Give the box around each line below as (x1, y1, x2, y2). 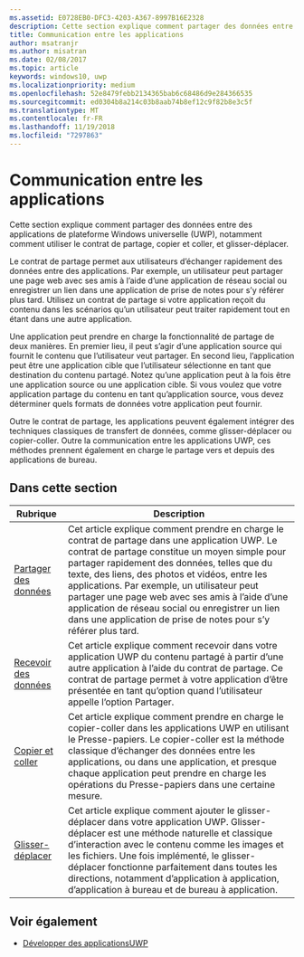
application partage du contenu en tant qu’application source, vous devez (9, 388, 284, 399)
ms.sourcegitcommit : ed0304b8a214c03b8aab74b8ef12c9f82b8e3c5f (9, 97, 253, 107)
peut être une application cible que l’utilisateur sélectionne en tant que (9, 359, 271, 371)
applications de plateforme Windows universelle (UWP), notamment (9, 228, 262, 240)
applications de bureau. (9, 454, 98, 465)
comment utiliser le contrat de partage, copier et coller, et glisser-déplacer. (9, 238, 290, 249)
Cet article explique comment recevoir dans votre (67, 639, 278, 651)
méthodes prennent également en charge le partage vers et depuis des (9, 444, 275, 455)
